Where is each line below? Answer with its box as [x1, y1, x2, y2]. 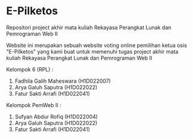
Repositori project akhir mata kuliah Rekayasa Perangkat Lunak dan [6, 24, 172, 31]
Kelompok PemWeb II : [6, 101, 61, 108]
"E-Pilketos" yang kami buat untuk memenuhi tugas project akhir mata [6, 48, 179, 55]
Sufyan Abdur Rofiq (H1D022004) [14, 113, 98, 120]
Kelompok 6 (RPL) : [6, 65, 54, 73]
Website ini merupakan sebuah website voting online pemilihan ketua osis [6, 42, 188, 49]
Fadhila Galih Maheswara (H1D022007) [14, 77, 111, 84]
